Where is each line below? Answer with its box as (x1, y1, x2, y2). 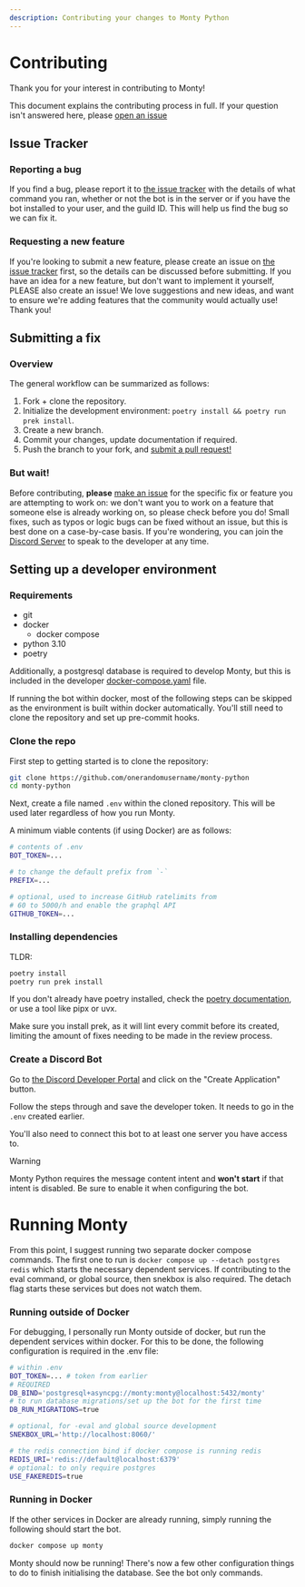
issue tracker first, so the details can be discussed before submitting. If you (9, 265, 292, 277)
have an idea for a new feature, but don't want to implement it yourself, (9, 275, 275, 286)
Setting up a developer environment (9, 562, 217, 577)
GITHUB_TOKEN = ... (9, 909, 75, 918)
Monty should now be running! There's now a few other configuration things (9, 1557, 295, 1568)
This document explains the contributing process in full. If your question (9, 100, 279, 111)
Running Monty (9, 1214, 129, 1235)
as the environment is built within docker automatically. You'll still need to (9, 702, 283, 713)
